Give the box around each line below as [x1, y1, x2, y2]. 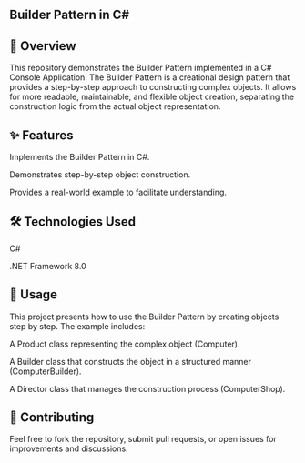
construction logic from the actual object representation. [9, 101, 221, 112]
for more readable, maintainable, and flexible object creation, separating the [9, 91, 294, 103]
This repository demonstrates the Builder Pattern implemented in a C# [9, 63, 272, 74]
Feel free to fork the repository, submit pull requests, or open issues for [9, 434, 278, 445]
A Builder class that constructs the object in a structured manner [9, 356, 252, 367]
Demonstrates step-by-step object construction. [9, 169, 191, 180]
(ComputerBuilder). [9, 366, 82, 377]
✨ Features [9, 127, 74, 143]
